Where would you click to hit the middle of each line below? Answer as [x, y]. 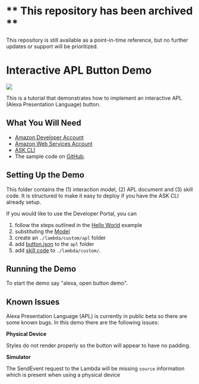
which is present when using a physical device [63, 375]
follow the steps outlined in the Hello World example [78, 225]
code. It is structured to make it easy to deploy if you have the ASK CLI [93, 196]
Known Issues [33, 302]
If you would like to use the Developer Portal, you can [72, 213]
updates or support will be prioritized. [52, 46]
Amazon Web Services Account [54, 143]
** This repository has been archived [99, 11]
